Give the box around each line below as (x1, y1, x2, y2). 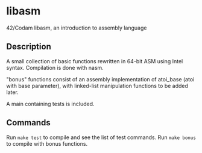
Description (6, 42, 51, 52)
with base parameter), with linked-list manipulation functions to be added (6, 82, 189, 89)
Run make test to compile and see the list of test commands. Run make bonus (6, 134, 196, 141)
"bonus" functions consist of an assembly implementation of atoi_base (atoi (6, 75, 195, 83)
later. (6, 89, 19, 96)
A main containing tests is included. (6, 100, 95, 107)
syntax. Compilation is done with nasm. (6, 64, 104, 71)
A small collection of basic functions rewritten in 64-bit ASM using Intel (6, 57, 183, 64)
